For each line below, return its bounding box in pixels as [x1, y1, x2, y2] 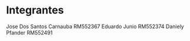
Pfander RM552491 [6, 29, 53, 36]
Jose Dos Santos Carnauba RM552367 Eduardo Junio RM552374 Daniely [6, 23, 184, 30]
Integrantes [6, 4, 64, 17]
